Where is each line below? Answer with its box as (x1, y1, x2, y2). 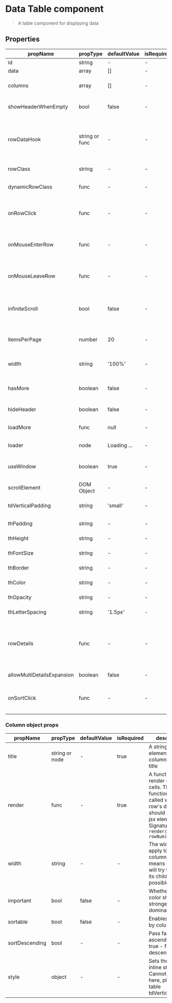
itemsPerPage (8, 336, 42, 343)
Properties (5, 35, 40, 44)
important (8, 897, 32, 904)
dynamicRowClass (8, 183, 53, 190)
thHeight (8, 535, 29, 542)
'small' (107, 502, 124, 509)
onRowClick (8, 209, 37, 217)
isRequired (117, 735, 144, 742)
